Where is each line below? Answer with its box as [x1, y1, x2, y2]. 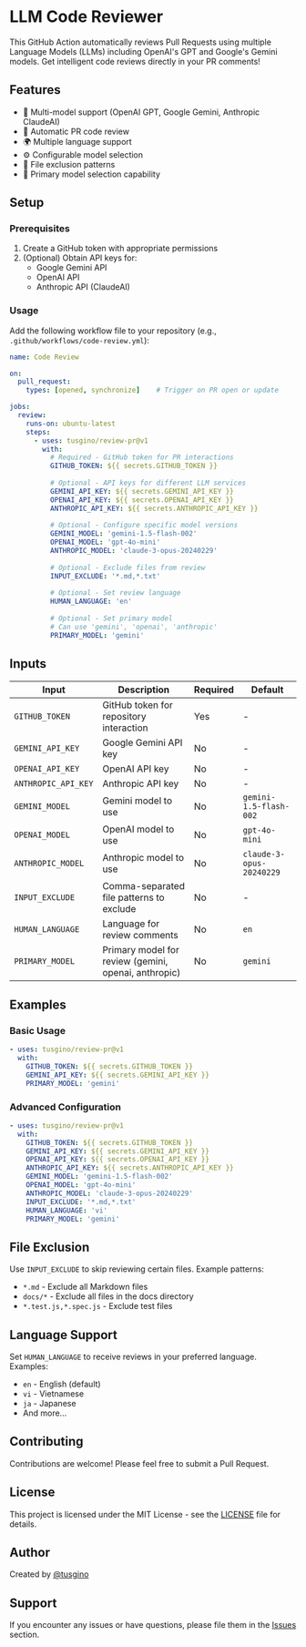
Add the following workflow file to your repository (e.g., [9, 325, 217, 336]
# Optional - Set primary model [49, 614, 173, 623]
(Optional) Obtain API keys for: [22, 252, 138, 263]
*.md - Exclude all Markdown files [22, 1282, 148, 1293]
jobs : [9, 403, 30, 412]
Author [9, 1545, 50, 1560]
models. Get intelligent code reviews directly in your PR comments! [9, 56, 261, 66]
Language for [102, 917, 160, 930]
